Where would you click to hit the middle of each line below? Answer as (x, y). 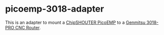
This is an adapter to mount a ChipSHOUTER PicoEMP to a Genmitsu (75, 22)
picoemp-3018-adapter (55, 9)
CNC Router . (28, 27)
